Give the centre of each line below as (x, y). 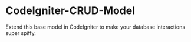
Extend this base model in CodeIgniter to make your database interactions (95, 27)
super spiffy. (21, 33)
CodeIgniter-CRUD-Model (70, 11)
